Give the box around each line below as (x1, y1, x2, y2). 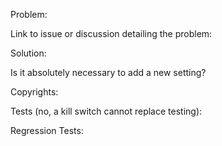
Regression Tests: (10, 125, 84, 136)
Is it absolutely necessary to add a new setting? (10, 67, 207, 78)
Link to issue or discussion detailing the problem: (10, 28, 213, 39)
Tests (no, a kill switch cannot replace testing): (10, 105, 203, 117)
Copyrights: (10, 86, 59, 98)
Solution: (10, 47, 47, 59)
